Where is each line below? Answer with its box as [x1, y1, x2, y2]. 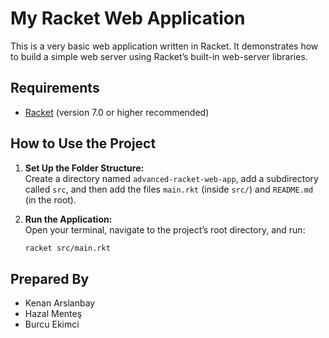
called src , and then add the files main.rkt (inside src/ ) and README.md [24, 183, 314, 195]
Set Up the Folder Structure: [24, 162, 145, 174]
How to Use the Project [10, 135, 157, 152]
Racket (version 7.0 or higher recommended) [24, 106, 210, 118]
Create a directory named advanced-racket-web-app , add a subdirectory [24, 172, 319, 184]
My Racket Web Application [10, 7, 246, 30]
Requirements [10, 80, 100, 97]
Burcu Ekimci [24, 318, 80, 331]
